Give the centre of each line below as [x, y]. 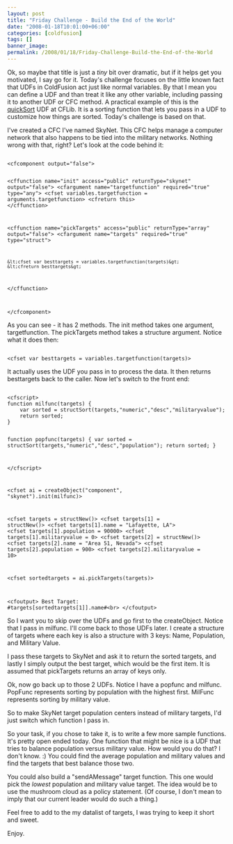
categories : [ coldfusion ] [45, 33]
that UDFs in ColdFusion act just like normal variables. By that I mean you [112, 87]
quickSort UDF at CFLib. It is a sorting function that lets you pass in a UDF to [117, 109]
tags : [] [20, 40]
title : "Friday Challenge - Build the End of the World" [91, 20]
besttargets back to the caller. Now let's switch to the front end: [98, 379]
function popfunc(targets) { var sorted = [70, 439]
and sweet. [23, 820]
